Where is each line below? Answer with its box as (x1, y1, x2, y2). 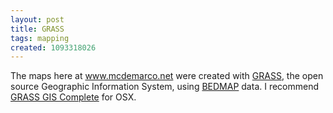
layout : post (10, 14, 65, 25)
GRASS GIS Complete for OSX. (10, 91, 137, 103)
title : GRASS (10, 24, 65, 34)
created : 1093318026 (10, 42, 97, 53)
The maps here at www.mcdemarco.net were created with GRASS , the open (10, 70, 324, 82)
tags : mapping (10, 33, 70, 43)
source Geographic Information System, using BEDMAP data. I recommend (10, 81, 320, 93)
